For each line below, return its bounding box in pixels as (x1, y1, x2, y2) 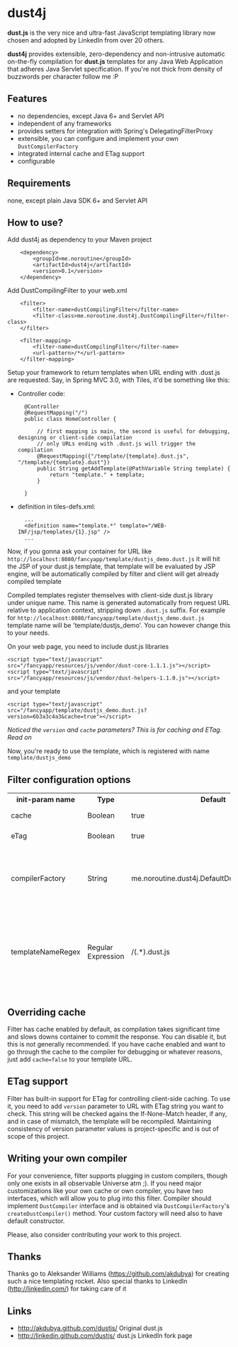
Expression (87, 952, 125, 962)
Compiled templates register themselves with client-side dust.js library (7, 591, 213, 599)
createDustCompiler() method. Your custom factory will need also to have (7, 1209, 223, 1217)
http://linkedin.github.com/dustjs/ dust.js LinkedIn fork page (17, 1331, 193, 1340)
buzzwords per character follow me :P (7, 72, 119, 81)
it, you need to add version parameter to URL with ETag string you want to (7, 1102, 225, 1110)
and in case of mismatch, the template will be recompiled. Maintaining (7, 1117, 212, 1125)
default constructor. (7, 1217, 65, 1225)
